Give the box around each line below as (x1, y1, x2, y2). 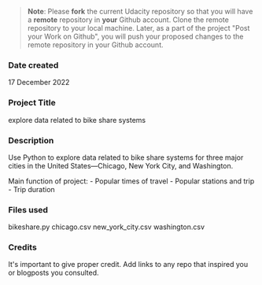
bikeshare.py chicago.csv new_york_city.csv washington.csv (8, 222, 205, 231)
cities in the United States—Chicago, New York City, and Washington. (8, 161, 234, 170)
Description (8, 135, 54, 146)
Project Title (8, 98, 57, 109)
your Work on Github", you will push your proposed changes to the (27, 31, 244, 41)
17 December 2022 (8, 78, 70, 87)
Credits (8, 242, 37, 253)
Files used (8, 204, 49, 215)
